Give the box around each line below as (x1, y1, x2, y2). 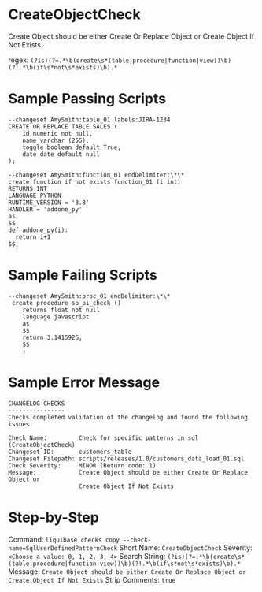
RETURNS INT (8, 184, 47, 192)
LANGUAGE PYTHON (8, 192, 61, 199)
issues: (8, 420, 34, 428)
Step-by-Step (8, 508, 100, 526)
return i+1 (15, 233, 51, 241)
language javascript (22, 313, 90, 321)
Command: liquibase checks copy (8, 534, 120, 544)
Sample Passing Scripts (8, 90, 167, 108)
